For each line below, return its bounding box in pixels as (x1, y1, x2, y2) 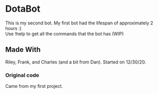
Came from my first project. (5, 83, 64, 89)
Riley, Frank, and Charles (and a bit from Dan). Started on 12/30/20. (5, 59, 146, 65)
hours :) (5, 25, 22, 31)
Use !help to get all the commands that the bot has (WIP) (5, 30, 124, 37)
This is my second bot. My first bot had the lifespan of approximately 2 (5, 20, 153, 26)
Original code (5, 72, 40, 79)
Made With (5, 45, 41, 54)
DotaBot (5, 3, 41, 15)
